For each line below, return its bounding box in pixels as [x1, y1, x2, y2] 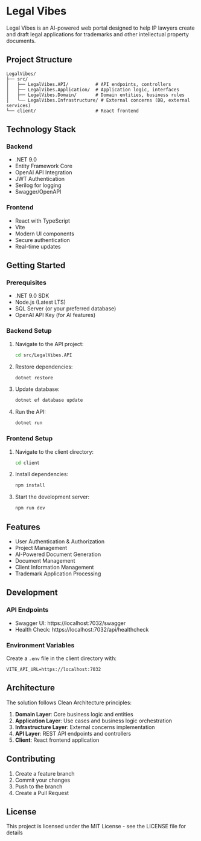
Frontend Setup [6, 434, 53, 443]
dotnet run [14, 420, 43, 426]
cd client [14, 460, 40, 466]
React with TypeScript [14, 217, 71, 224]
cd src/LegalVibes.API [14, 352, 72, 358]
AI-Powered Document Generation [14, 551, 101, 558]
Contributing [6, 754, 56, 764]
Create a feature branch [14, 770, 75, 777]
